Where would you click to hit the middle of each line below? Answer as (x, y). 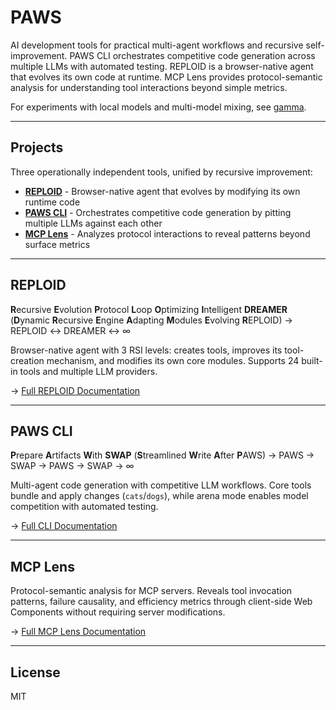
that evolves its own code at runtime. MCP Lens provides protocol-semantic (166, 77)
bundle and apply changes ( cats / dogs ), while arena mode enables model (159, 496)
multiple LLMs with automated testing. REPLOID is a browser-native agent (162, 66)
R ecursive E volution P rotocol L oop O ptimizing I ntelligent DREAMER (149, 309)
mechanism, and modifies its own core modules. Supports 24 (173, 360)
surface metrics (57, 244)
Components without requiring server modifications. (118, 612)
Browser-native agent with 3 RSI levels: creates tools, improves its (146, 350)
